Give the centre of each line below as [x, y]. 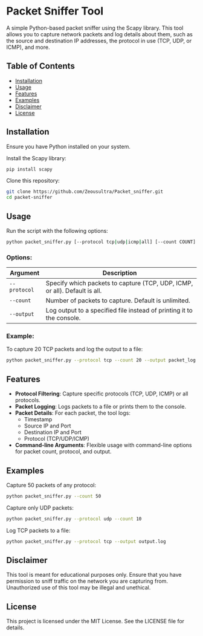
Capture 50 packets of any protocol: [51, 485]
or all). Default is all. [74, 291]
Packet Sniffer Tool [55, 11]
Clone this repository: [33, 181]
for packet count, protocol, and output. [63, 452]
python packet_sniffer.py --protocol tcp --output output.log [86, 541]
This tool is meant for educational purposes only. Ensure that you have [94, 575]
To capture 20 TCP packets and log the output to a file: [75, 349]
